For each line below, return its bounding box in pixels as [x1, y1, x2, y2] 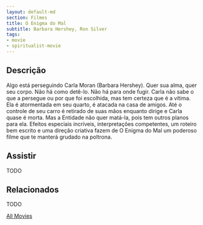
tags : [6, 32, 20, 38]
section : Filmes [6, 15, 47, 21]
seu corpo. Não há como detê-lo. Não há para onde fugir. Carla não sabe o [6, 88, 194, 95]
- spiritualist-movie [6, 43, 61, 49]
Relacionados [6, 184, 59, 195]
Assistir [6, 151, 36, 161]
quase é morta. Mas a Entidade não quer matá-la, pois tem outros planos [6, 114, 189, 121]
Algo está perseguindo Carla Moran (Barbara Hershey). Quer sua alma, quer [6, 81, 198, 89]
